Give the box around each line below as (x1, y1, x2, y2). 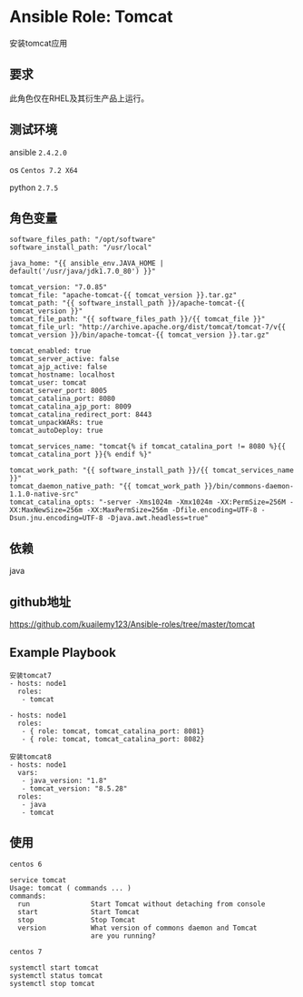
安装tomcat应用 (9, 37, 68, 48)
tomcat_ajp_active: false (9, 362, 107, 372)
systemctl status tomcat (9, 971, 103, 980)
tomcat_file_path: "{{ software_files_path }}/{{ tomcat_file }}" (9, 315, 266, 324)
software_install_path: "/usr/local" (9, 243, 152, 252)
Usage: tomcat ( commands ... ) (9, 883, 132, 892)
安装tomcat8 (9, 752, 52, 761)
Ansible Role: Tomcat (9, 6, 174, 27)
